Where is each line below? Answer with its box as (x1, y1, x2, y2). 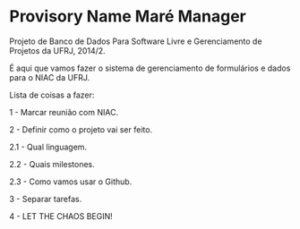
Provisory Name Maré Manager (9, 6, 246, 27)
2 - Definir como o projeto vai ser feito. (9, 123, 153, 135)
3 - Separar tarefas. (9, 193, 82, 204)
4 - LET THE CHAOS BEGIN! (9, 210, 114, 221)
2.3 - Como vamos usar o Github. (9, 176, 133, 187)
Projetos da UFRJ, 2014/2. (9, 45, 106, 55)
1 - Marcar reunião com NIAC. (9, 106, 119, 117)
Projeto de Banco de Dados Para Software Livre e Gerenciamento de (9, 36, 262, 47)
